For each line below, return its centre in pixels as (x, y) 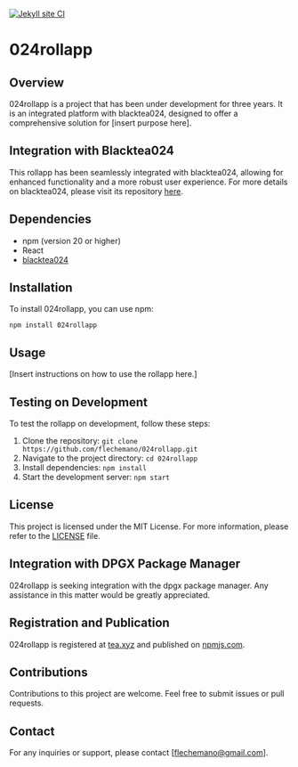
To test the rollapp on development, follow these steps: (110, 424)
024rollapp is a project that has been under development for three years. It (146, 104)
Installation (41, 288)
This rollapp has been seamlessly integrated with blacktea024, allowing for (146, 172)
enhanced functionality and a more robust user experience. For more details (149, 182)
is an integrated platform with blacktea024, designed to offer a (124, 113)
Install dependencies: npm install (84, 468)
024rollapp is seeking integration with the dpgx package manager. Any (139, 585)
